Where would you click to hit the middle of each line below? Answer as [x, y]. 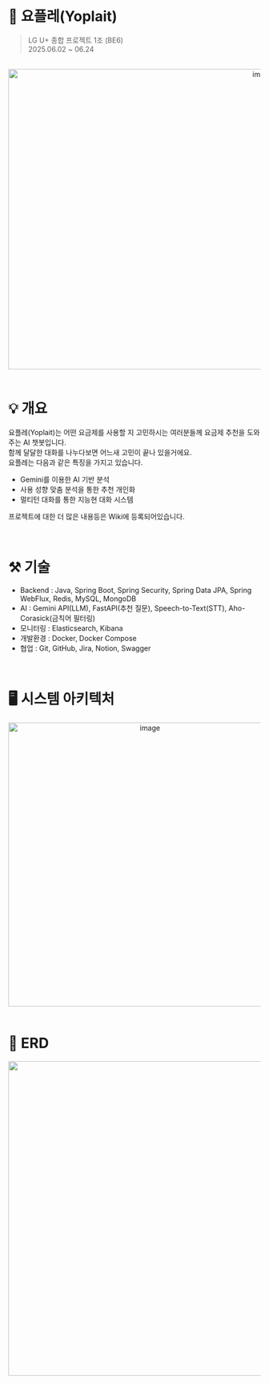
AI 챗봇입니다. [44, 442]
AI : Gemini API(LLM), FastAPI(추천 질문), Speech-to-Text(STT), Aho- [132, 608]
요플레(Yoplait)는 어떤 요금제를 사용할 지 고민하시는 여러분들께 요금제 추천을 [127, 432]
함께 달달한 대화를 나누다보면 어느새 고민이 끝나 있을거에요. [100, 452]
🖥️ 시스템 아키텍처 [61, 699]
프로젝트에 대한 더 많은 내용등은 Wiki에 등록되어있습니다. [97, 516]
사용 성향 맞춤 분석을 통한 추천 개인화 [78, 489]
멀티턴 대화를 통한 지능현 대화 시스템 [76, 499]
